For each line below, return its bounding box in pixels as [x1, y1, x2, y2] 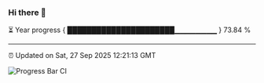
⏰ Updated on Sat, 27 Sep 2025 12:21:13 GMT [8, 51, 156, 60]
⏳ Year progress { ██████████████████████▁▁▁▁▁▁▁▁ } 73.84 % [8, 25, 251, 34]
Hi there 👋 [8, 7, 47, 18]
